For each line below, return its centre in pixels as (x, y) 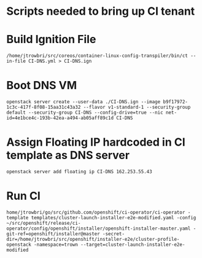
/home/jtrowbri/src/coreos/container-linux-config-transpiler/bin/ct (97, 56)
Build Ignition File (51, 40)
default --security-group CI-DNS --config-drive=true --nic (85, 113)
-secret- (113, 234)
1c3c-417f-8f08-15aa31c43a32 (44, 107)
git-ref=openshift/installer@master (53, 234)
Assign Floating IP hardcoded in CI (96, 142)
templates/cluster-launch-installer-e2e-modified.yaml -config (114, 217)
